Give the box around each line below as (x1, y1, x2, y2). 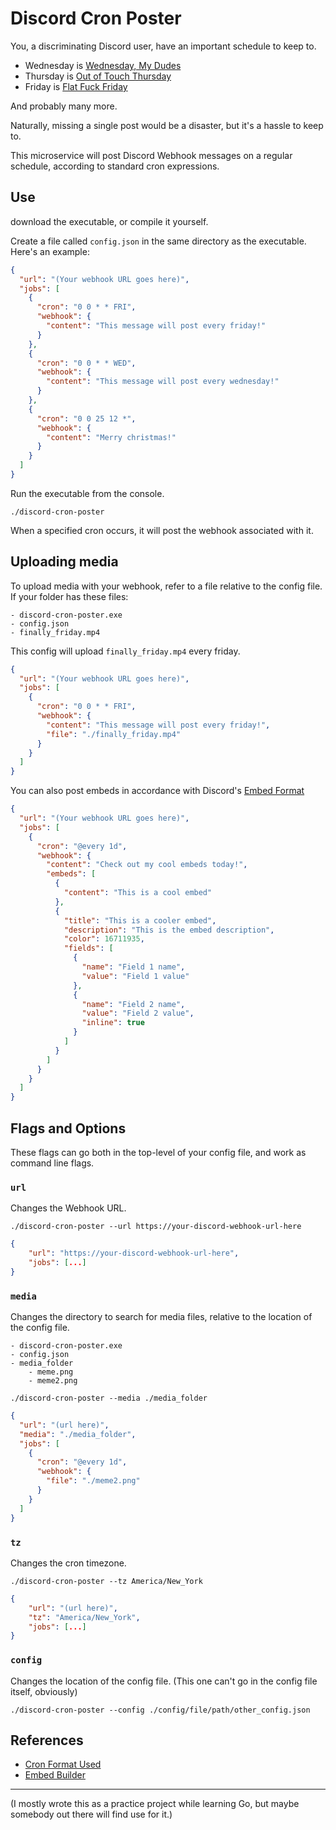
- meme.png (28, 1367, 74, 1377)
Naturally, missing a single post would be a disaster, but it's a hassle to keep (10, 119, 324, 131)
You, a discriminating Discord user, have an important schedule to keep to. (10, 40, 317, 52)
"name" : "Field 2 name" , (81, 999, 186, 1009)
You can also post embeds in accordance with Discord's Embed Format (10, 785, 305, 797)
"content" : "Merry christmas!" (46, 432, 177, 442)
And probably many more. (10, 100, 118, 112)
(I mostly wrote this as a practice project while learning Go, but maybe (10, 1798, 300, 1810)
